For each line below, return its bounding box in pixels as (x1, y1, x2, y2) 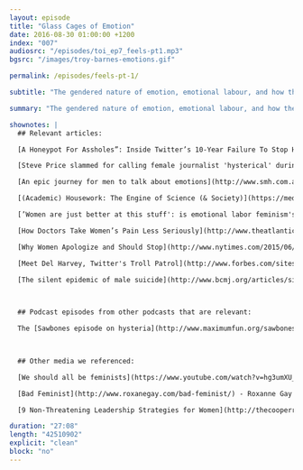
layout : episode (9, 13, 70, 23)
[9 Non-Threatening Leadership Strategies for (17, 405, 196, 415)
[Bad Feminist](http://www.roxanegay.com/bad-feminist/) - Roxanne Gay (17, 389, 293, 398)
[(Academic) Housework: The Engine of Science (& (17, 194, 207, 203)
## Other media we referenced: (17, 356, 135, 365)
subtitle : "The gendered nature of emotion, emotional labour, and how (9, 88, 284, 97)
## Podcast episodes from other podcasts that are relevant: (17, 308, 252, 317)
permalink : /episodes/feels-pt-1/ (9, 71, 140, 81)
